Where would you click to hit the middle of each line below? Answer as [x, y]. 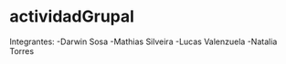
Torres [22, 50]
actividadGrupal [72, 17]
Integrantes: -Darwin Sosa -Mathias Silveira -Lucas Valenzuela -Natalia [143, 41]
